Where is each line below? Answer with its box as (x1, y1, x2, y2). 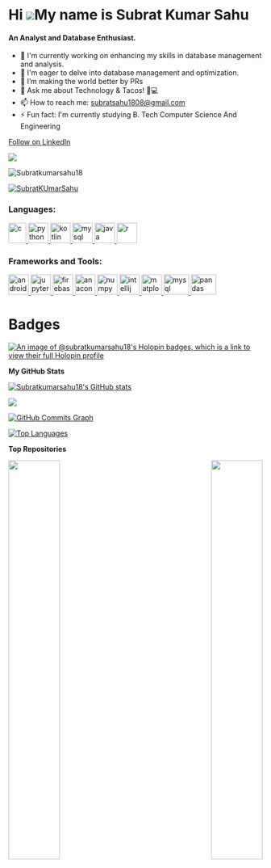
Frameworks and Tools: (8, 255, 102, 267)
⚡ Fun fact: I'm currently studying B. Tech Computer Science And (19, 110, 238, 120)
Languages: (8, 204, 56, 215)
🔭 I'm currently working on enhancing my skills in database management (19, 51, 262, 61)
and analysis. (19, 59, 65, 70)
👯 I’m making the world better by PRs (19, 77, 144, 86)
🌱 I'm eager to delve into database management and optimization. (19, 68, 240, 78)
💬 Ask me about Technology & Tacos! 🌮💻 (19, 86, 159, 95)
